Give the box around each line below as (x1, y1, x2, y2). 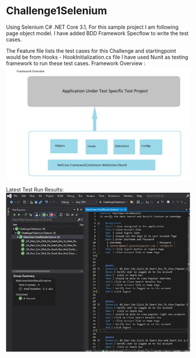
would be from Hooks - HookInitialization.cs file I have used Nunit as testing (6, 53, 188, 60)
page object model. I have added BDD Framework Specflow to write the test (6, 29, 189, 36)
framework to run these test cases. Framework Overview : (6, 60, 146, 67)
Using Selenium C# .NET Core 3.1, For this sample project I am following (6, 23, 179, 30)
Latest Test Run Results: (6, 186, 64, 193)
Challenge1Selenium (6, 4, 107, 18)
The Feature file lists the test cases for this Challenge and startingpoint (6, 47, 176, 54)
